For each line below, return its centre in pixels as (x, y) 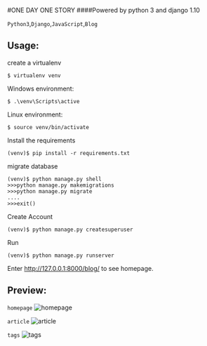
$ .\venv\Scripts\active (44, 101)
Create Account (30, 216)
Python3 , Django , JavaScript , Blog (53, 24)
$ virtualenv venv (34, 75)
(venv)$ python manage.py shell (54, 179)
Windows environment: (41, 88)
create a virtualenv (34, 62)
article (19, 321)
